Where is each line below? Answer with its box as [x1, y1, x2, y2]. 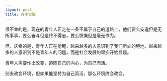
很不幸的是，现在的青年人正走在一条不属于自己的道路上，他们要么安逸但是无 [5, 26, 162, 32]
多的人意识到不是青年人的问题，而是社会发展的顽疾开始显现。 [5, 49, 132, 55]
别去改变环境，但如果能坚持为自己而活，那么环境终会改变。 [5, 70, 127, 76]
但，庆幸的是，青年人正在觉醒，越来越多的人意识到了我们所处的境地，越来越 [5, 43, 162, 49]
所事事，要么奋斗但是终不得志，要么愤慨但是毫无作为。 [5, 32, 118, 38]
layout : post [5, 7, 32, 12]
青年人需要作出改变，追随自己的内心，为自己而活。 [5, 60, 110, 66]
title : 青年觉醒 [5, 12, 36, 17]
